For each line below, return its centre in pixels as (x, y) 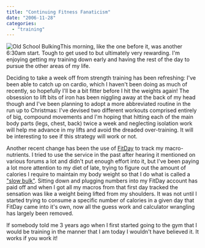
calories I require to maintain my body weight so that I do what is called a (99, 175)
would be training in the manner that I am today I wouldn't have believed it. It (102, 232)
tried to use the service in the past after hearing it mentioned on (115, 155)
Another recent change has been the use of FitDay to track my (85, 148)
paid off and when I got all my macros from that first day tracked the (92, 187)
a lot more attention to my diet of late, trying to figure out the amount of (96, 168)
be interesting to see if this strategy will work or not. (72, 137)
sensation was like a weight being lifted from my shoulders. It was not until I (102, 194)
